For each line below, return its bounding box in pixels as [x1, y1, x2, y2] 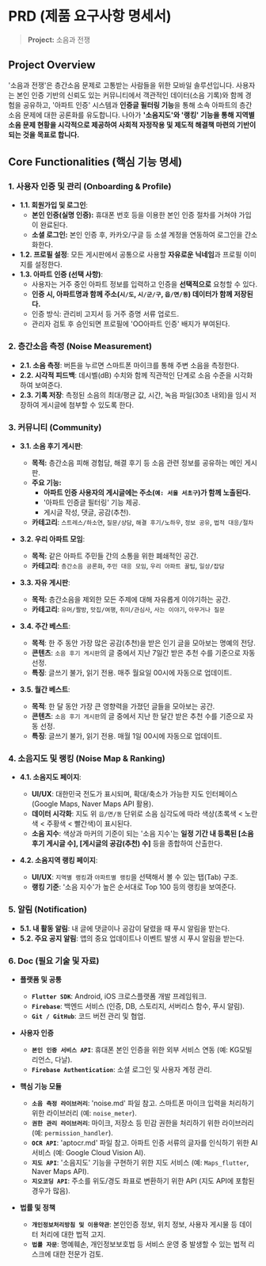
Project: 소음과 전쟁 [27, 35, 91, 44]
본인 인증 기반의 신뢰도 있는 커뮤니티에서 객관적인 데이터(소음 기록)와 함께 [16, 90, 244, 100]
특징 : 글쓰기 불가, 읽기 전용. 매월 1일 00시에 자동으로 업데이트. [31, 732, 222, 741]
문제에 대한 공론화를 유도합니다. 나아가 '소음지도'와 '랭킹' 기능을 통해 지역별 [22, 110, 255, 120]
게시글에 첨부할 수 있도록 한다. [40, 400, 135, 409]
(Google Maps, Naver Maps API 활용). [31, 799, 154, 808]
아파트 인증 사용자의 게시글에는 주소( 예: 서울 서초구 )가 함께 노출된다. [43, 488, 251, 497]
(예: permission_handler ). [31, 1127, 113, 1137]
